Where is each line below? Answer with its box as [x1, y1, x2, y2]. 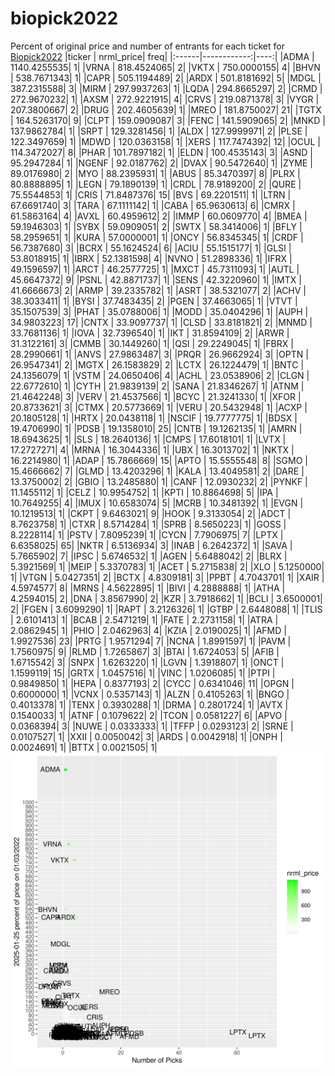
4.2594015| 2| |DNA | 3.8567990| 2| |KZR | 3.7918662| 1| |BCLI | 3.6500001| [10, 592, 323, 604]
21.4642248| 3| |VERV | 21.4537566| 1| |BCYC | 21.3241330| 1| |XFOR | [10, 390, 302, 402]
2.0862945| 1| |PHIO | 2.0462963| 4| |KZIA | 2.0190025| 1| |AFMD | [10, 624, 287, 636]
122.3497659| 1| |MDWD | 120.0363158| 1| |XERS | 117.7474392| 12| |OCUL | [10, 135, 321, 147]
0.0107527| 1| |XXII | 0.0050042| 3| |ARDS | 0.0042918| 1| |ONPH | [10, 730, 283, 742]
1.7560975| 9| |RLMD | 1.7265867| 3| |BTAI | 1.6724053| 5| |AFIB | [10, 645, 280, 657]
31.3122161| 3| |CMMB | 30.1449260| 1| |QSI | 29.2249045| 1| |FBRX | [10, 337, 294, 349]
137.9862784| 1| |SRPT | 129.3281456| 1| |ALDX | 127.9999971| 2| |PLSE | [10, 125, 308, 137]
